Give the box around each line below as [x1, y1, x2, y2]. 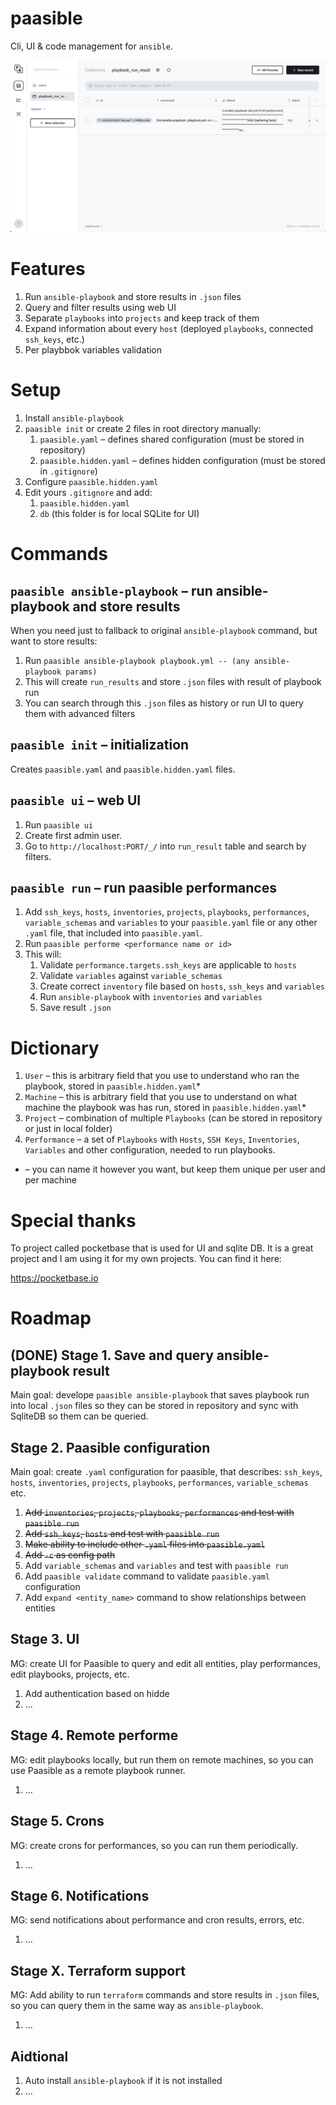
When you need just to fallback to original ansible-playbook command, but [10, 624, 318, 636]
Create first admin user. [24, 829, 123, 841]
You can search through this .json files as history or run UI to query [24, 697, 304, 709]
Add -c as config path [24, 1549, 116, 1561]
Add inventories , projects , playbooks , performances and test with [24, 1507, 295, 1519]
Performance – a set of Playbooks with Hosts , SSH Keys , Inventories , [24, 1133, 300, 1146]
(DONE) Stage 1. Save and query [10, 1347, 214, 1364]
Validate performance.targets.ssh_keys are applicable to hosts [39, 959, 297, 971]
